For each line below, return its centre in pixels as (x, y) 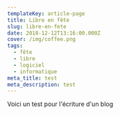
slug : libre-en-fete (37, 26)
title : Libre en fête (38, 20)
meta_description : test (42, 85)
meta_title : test (32, 78)
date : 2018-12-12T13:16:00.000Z (54, 33)
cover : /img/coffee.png (42, 39)
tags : (15, 46)
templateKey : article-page (46, 14)
